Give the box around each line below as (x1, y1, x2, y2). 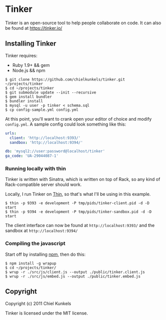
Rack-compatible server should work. (5, 182, 82, 187)
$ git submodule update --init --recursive (5, 90, 97, 95)
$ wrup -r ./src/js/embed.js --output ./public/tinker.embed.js (5, 274, 141, 279)
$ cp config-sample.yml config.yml (5, 107, 79, 112)
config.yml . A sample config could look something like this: (5, 121, 126, 127)
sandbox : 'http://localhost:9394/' (9, 140, 83, 145)
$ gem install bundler (5, 94, 52, 99)
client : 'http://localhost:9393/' (9, 135, 81, 140)
